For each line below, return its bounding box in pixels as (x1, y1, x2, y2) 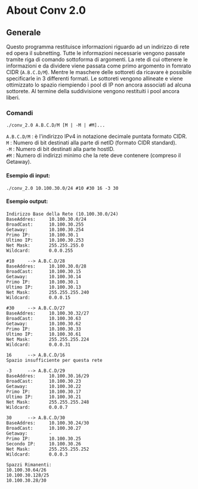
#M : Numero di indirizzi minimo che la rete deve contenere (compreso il (6, 152, 181, 159)
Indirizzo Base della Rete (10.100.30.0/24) (6, 211, 119, 217)
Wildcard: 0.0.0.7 (6, 404, 68, 410)
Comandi (6, 109, 33, 117)
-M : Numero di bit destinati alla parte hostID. (6, 146, 115, 153)
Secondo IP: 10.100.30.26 (6, 441, 82, 447)
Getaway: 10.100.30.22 (6, 383, 82, 389)
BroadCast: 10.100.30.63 (6, 315, 82, 321)
